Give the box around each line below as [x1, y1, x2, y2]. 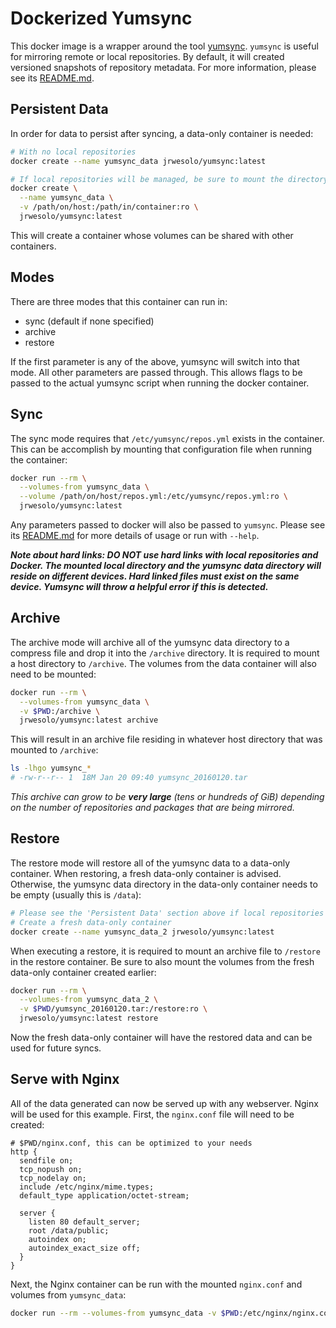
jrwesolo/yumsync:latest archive [19, 715, 159, 726]
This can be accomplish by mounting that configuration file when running [10, 443, 313, 455]
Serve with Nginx [10, 1071, 120, 1088]
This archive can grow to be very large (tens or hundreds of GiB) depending [10, 791, 325, 803]
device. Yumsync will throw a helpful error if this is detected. [10, 581, 269, 592]
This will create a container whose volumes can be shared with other [10, 229, 294, 241]
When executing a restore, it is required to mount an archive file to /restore [10, 945, 321, 957]
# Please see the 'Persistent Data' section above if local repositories [10, 908, 325, 918]
